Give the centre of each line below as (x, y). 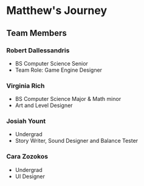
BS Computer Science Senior (51, 63)
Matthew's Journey (57, 11)
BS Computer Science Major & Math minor (68, 99)
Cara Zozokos (27, 157)
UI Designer (30, 176)
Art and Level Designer (44, 105)
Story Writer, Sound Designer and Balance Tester (77, 141)
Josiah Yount (26, 121)
